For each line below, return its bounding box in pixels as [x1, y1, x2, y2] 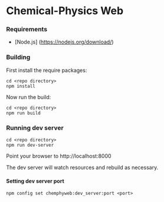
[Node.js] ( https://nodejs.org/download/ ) [14, 38, 114, 45]
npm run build [6, 110, 41, 116]
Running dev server [6, 124, 64, 132]
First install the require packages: [6, 67, 87, 74]
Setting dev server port [6, 177, 65, 184]
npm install [6, 83, 35, 89]
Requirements [6, 25, 48, 34]
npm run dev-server [6, 143, 54, 148]
